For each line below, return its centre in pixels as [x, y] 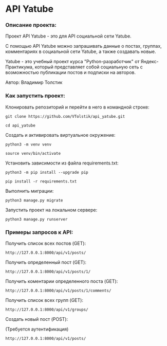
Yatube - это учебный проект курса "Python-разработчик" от [72, 62]
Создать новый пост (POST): [37, 319]
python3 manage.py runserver [36, 219]
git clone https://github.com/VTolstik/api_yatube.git [65, 116]
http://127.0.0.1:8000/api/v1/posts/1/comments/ [58, 291]
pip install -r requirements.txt [41, 181]
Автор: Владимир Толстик [34, 82]
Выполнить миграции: [30, 191]
